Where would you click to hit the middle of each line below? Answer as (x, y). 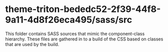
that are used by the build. (32, 44)
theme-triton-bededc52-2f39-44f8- (83, 9)
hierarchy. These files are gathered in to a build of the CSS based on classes (84, 39)
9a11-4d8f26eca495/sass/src (69, 20)
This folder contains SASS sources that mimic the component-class (75, 33)
